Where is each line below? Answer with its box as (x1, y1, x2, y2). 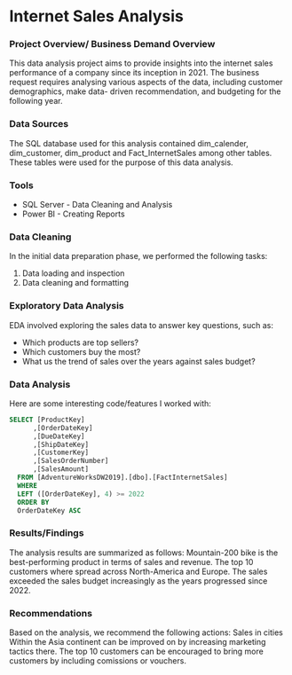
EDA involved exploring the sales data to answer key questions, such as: (9, 319, 273, 330)
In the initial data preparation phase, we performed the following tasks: (9, 251, 268, 262)
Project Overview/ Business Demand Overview (9, 38, 216, 51)
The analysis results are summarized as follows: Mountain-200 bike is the (9, 547, 279, 558)
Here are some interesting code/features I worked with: (9, 397, 211, 409)
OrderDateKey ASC (17, 506, 82, 515)
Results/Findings (9, 527, 84, 539)
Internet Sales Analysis (9, 6, 185, 27)
